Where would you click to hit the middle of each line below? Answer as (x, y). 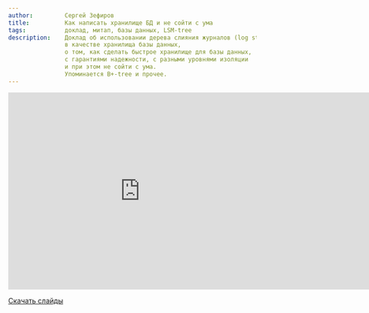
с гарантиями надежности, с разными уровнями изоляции (156, 60)
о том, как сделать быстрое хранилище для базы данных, (158, 52)
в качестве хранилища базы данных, (123, 45)
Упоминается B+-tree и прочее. (116, 74)
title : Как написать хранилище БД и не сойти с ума (111, 23)
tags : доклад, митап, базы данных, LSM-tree (100, 30)
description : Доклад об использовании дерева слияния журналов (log (128, 37)
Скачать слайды (36, 300)
